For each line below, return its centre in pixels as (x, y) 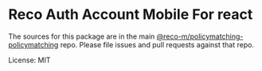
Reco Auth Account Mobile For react (131, 15)
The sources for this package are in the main (82, 36)
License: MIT (29, 60)
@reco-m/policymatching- (200, 36)
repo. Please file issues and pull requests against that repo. (157, 44)
